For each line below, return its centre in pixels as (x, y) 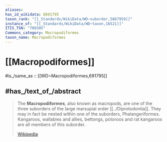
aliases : (14, 10)
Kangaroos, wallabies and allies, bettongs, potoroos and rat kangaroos (90, 119)
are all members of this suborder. (51, 124)
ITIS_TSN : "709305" (25, 28)
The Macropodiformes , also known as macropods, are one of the (85, 103)
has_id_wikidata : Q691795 (32, 14)
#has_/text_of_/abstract (43, 92)
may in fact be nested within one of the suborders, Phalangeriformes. (89, 114)
